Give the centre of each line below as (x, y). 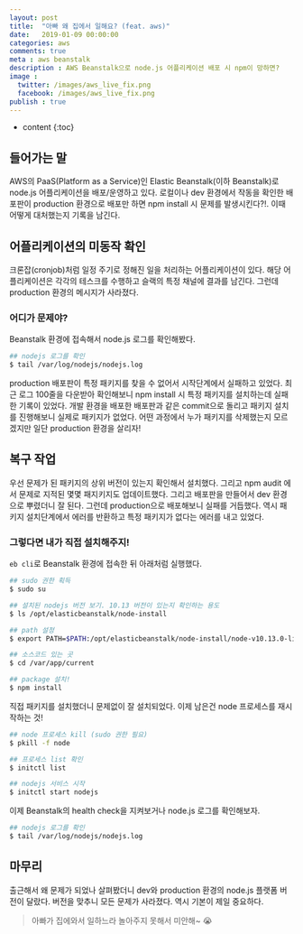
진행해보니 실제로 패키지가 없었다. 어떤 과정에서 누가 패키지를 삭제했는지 (145, 417)
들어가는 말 (38, 157)
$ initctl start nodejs (54, 792)
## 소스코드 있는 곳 (41, 655)
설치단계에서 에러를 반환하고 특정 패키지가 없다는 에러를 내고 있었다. (145, 516)
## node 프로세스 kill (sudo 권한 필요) (79, 735)
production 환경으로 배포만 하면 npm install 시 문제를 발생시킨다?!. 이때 (159, 204)
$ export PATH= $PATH (48, 638)
